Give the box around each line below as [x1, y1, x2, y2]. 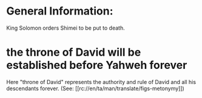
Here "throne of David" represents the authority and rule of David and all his [6, 78, 196, 85]
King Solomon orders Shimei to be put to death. [6, 24, 126, 31]
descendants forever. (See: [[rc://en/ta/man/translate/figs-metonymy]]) [6, 85, 185, 92]
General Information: [6, 4, 113, 18]
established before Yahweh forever [6, 59, 187, 72]
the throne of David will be [6, 45, 141, 59]
